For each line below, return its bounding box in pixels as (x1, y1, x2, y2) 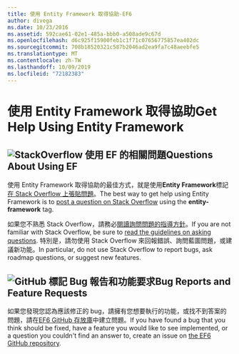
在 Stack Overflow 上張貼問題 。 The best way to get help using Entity (7, 189, 209, 198)
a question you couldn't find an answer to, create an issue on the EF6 (7, 331, 212, 340)
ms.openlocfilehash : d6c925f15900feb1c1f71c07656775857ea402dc (7, 37, 200, 44)
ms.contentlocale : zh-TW (7, 57, 81, 64)
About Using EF (7, 161, 78, 173)
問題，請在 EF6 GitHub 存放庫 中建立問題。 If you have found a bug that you (7, 315, 226, 325)
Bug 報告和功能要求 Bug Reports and (69, 275, 231, 288)
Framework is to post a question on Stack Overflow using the (7, 197, 187, 206)
